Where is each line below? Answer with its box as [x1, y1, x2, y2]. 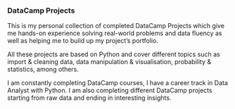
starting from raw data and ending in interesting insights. [7, 94, 172, 102]
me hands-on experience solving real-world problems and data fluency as [7, 29, 222, 37]
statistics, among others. [7, 65, 80, 74]
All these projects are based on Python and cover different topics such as [7, 50, 220, 58]
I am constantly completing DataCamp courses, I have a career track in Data [7, 79, 229, 87]
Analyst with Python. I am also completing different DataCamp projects [7, 86, 212, 95]
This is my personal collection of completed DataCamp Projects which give [7, 22, 225, 30]
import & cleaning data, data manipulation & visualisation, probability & [7, 58, 212, 66]
